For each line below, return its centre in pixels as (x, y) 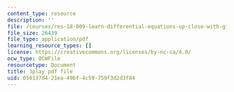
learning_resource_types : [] (49, 46)
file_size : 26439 (32, 33)
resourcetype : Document (42, 65)
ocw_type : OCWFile (34, 59)
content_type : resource (42, 13)
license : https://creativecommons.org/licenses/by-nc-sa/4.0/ (99, 53)
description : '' (31, 20)
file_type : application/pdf (48, 39)
